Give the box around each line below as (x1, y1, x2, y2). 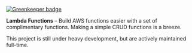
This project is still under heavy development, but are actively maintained (6, 35, 187, 42)
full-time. (6, 42, 29, 48)
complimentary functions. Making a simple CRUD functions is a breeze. (6, 24, 182, 30)
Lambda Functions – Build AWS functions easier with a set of (6, 17, 157, 24)
